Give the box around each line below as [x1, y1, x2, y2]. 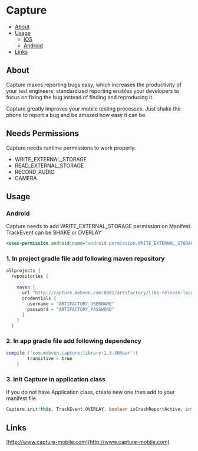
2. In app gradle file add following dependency [6, 336, 141, 345]
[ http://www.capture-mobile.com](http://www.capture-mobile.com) [6, 438, 170, 445]
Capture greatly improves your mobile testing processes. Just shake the [6, 105, 181, 112]
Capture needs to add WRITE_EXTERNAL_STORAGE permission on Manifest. [6, 223, 192, 230]
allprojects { [6, 268, 41, 274]
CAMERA [14, 174, 37, 181]
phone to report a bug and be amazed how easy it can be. [6, 111, 147, 118]
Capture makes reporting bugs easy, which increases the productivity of [6, 81, 181, 88]
